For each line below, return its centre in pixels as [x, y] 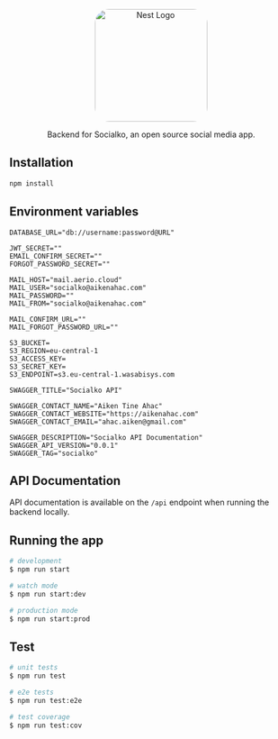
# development [36, 561]
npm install [31, 183]
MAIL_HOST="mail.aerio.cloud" [66, 279]
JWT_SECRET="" [36, 248]
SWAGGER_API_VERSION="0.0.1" [64, 445]
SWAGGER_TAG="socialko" [54, 453]
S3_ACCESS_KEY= [38, 359]
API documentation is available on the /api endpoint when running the [139, 502]
